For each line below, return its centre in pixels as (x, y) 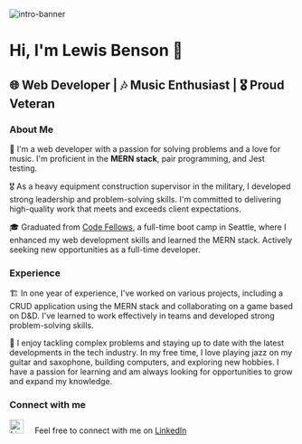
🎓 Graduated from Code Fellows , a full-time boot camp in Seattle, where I (148, 227)
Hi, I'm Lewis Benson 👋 (96, 51)
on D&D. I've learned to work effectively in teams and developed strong (142, 316)
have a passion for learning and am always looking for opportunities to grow (151, 372)
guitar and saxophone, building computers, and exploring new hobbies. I (144, 363)
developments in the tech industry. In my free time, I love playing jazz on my (151, 353)
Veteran (33, 104)
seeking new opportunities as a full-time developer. (105, 250)
